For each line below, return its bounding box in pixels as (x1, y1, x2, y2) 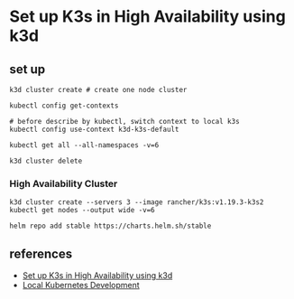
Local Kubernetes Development (22, 280, 140, 291)
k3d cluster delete (9, 156, 83, 165)
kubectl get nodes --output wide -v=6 (9, 206, 155, 215)
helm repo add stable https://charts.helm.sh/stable (9, 221, 212, 231)
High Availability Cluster (9, 177, 118, 190)
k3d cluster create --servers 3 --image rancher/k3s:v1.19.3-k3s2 (9, 198, 264, 207)
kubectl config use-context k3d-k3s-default (9, 125, 179, 134)
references (9, 246, 73, 261)
